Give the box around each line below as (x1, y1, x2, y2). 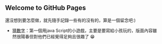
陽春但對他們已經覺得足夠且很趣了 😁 (20, 33, 95, 39)
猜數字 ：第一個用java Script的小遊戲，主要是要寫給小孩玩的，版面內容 (12, 28, 153, 33)
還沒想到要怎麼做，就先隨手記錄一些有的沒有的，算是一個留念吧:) (5, 17, 136, 23)
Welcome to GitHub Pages (5, 4, 86, 12)
